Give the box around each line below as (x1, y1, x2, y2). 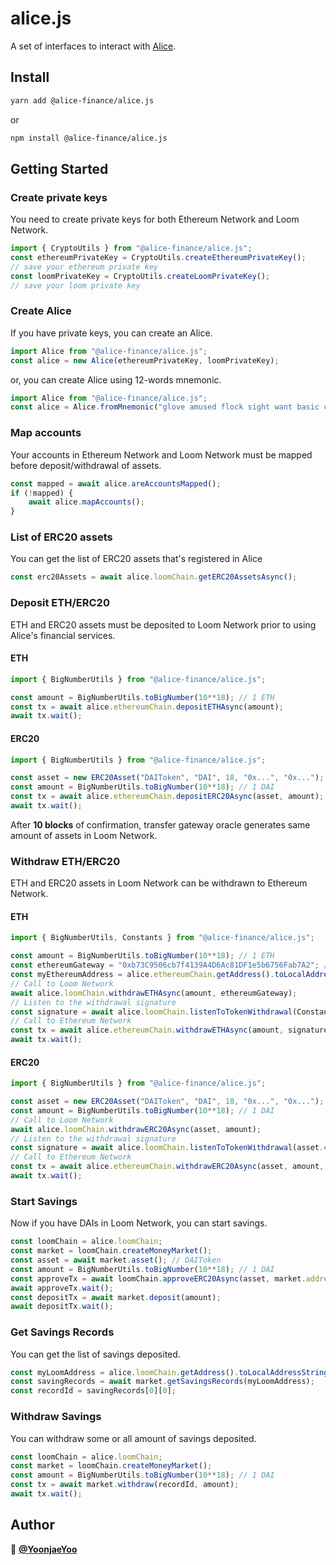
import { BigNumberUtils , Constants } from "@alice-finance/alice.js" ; (10, 933, 315, 943)
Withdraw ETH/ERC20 (10, 854, 121, 868)
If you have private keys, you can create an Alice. (10, 327, 213, 339)
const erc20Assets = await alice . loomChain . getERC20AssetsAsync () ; (10, 572, 298, 582)
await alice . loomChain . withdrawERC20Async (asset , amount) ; (10, 1124, 262, 1134)
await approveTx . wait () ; (10, 1283, 114, 1293)
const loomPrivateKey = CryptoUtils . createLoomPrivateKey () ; (10, 271, 271, 281)
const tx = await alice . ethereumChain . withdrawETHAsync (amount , (10, 1025, 284, 1036)
